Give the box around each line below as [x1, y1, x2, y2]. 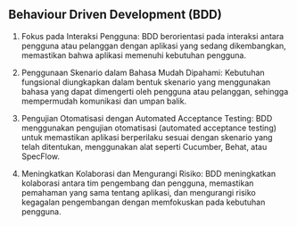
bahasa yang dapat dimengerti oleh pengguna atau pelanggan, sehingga [21, 86, 289, 96]
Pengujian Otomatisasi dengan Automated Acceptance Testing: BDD [21, 113, 273, 123]
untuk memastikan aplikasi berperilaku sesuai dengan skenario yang [21, 131, 273, 142]
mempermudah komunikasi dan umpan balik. [21, 96, 187, 106]
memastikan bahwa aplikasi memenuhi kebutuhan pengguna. [21, 49, 247, 61]
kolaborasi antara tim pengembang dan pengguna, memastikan [21, 178, 254, 188]
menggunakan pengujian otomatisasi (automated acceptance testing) [21, 122, 277, 133]
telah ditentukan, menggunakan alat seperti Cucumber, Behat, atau [21, 141, 268, 152]
